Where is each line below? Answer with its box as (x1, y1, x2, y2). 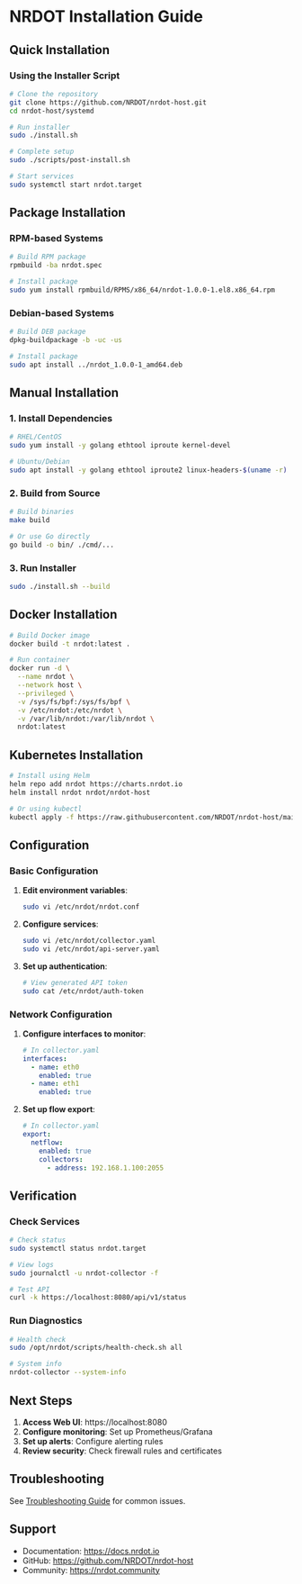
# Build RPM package (9, 252, 87, 262)
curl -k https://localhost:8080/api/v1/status (9, 1293, 187, 1302)
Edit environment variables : (22, 885, 129, 896)
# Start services (9, 172, 75, 181)
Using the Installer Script (9, 69, 120, 82)
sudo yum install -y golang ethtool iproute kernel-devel (9, 441, 231, 450)
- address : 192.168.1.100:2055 (46, 1163, 164, 1172)
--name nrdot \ (17, 673, 75, 682)
